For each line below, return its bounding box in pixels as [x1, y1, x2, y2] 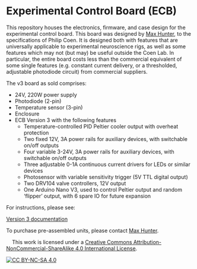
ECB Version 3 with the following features [14, 116, 117, 123]
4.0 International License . [75, 245, 138, 252]
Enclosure [14, 110, 40, 117]
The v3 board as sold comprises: [6, 79, 87, 87]
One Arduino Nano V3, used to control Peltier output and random [23, 186, 183, 193]
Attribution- [133, 238, 162, 245]
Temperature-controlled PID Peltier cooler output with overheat [23, 123, 179, 130]
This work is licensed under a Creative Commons [11, 238, 132, 245]
